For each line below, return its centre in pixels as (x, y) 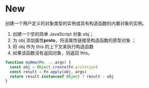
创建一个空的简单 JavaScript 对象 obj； (53, 34)
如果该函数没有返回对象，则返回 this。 (52, 53)
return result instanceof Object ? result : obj (62, 76)
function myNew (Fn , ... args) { (38, 62)
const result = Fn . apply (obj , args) (48, 72)
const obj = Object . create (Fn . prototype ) (54, 67)
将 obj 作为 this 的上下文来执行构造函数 (53, 46)
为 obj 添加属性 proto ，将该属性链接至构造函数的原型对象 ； (74, 40)
